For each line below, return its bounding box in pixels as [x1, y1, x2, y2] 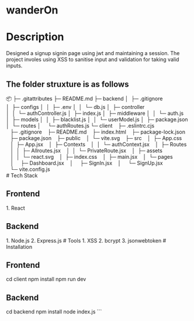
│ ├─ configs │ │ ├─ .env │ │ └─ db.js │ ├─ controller [6, 103, 145, 110]
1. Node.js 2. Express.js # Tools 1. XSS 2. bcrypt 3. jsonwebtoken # [6, 237, 167, 244]
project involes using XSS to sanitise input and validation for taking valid [6, 56, 179, 63]
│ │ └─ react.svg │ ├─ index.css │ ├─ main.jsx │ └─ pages [10, 153, 174, 160]
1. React [6, 204, 25, 211]
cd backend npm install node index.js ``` [6, 308, 102, 315]
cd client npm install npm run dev [6, 276, 86, 283]
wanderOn [6, 4, 58, 17]
